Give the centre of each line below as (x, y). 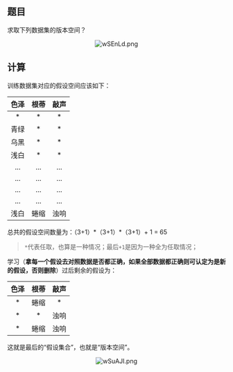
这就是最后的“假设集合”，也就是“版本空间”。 (70, 347)
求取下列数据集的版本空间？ (47, 30)
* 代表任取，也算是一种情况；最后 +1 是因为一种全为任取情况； (111, 246)
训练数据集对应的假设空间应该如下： (59, 86)
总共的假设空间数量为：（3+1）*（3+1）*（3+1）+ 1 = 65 (87, 232)
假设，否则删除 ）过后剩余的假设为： (64, 270)
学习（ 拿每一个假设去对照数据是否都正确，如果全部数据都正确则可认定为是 (113, 261)
